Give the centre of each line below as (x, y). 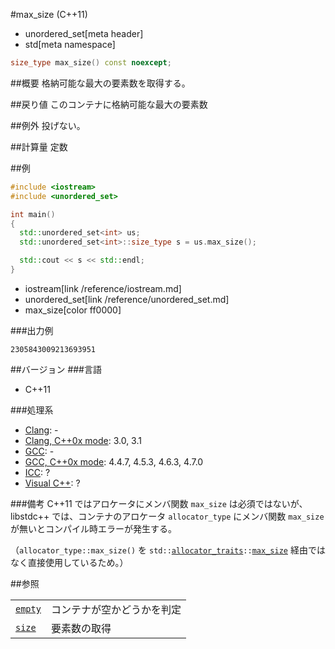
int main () (33, 214)
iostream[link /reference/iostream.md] (103, 288)
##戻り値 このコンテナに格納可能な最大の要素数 (109, 104)
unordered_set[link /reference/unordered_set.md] (127, 299)
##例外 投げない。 (48, 125)
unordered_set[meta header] (84, 33)
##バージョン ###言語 (56, 369)
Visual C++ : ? (52, 483)
